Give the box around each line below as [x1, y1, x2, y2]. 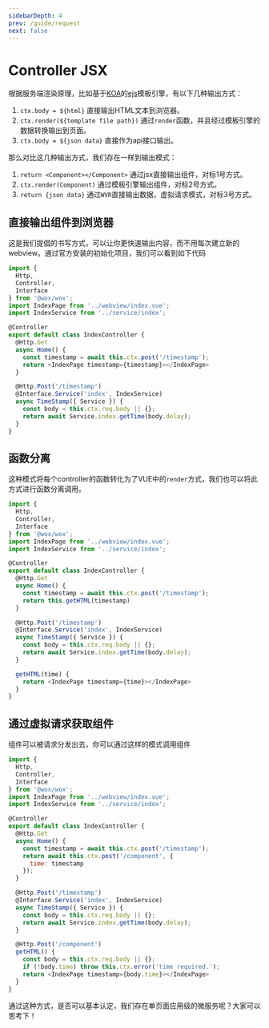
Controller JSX [8, 61, 108, 79]
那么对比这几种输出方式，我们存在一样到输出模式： [8, 153, 177, 163]
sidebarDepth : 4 [8, 11, 62, 20]
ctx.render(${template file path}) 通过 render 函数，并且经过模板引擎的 [19, 115, 260, 125]
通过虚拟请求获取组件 [8, 716, 114, 730]
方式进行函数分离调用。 [8, 484, 86, 494]
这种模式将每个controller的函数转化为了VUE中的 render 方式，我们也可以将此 [8, 474, 259, 484]
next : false [8, 26, 48, 34]
